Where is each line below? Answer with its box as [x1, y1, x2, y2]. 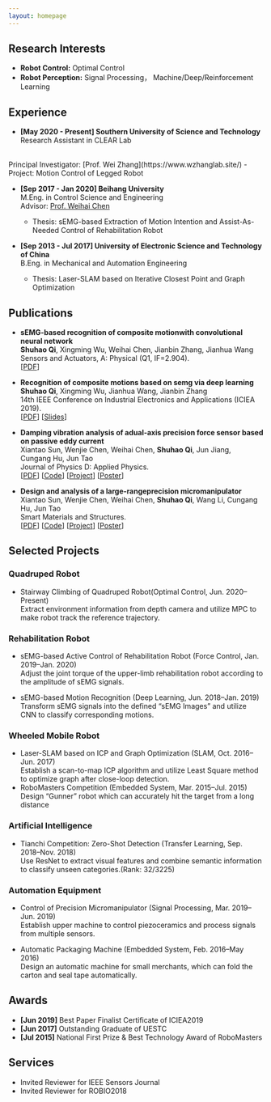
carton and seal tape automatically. [19, 970, 138, 980]
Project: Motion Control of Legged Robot [8, 168, 144, 178]
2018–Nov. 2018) [19, 847, 77, 857]
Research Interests [8, 42, 106, 56]
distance [19, 800, 50, 810]
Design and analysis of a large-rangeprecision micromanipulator [19, 486, 243, 496]
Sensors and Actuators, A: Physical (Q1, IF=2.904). [19, 354, 190, 363]
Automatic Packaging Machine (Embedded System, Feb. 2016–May [19, 944, 244, 954]
